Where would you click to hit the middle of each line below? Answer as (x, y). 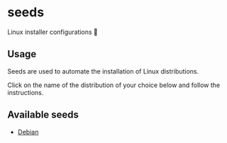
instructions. (26, 92)
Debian (28, 132)
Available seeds (43, 115)
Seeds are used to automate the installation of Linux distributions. (103, 71)
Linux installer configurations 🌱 (52, 32)
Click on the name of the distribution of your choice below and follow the (114, 85)
